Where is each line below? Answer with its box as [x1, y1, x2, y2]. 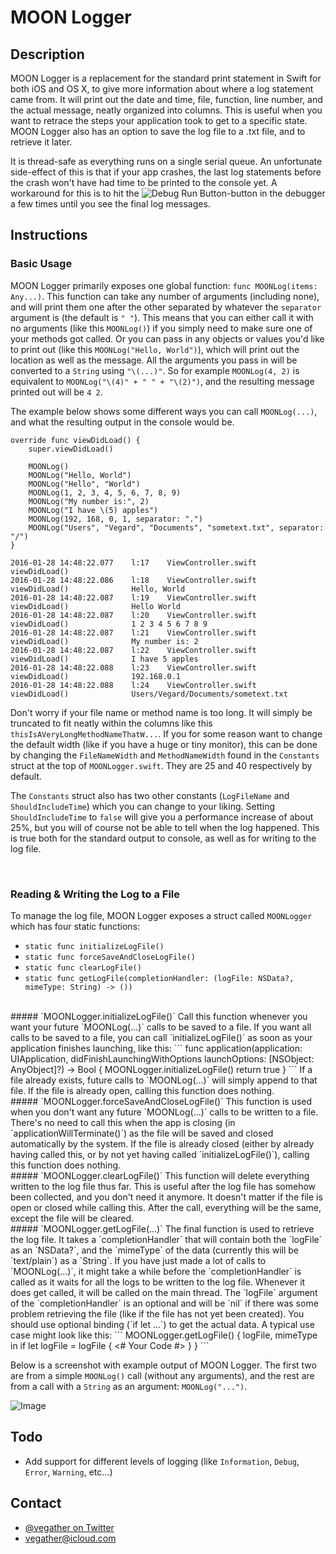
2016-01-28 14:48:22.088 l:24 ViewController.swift [10, 680, 257, 690]
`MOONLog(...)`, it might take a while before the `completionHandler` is [10, 1265, 302, 1277]
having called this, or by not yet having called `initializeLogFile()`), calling [10, 1148, 310, 1160]
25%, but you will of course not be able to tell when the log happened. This [10, 821, 320, 833]
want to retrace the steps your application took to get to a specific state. [10, 115, 308, 126]
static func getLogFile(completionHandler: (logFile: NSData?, [24, 973, 295, 983]
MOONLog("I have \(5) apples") [28, 505, 159, 515]
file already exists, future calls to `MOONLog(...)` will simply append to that [10, 1074, 318, 1086]
